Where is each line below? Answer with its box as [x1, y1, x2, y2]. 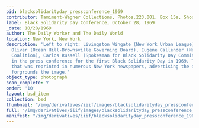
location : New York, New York [6, 36, 81, 42]
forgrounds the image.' [11, 69, 70, 75]
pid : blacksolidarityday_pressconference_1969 [6, 8, 123, 15]
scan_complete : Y [6, 80, 49, 86]
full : [6, 107, 20, 113]
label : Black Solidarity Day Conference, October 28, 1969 [6, 19, 155, 25]
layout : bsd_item [6, 91, 49, 97]
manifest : [6, 113, 31, 119]
